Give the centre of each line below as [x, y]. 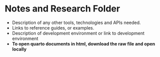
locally [19, 49]
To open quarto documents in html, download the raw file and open [84, 43]
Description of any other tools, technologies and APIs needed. [76, 22]
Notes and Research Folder [62, 9]
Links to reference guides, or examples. [53, 27]
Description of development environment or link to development [78, 33]
